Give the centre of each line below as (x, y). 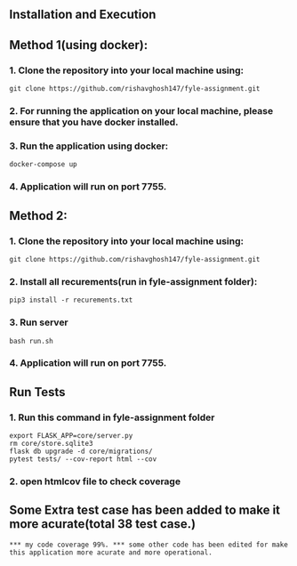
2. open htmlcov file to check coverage (95, 481)
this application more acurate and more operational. (111, 552)
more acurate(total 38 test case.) (103, 524)
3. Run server (39, 322)
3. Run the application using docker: (89, 146)
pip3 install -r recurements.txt (71, 300)
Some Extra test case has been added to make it (145, 510)
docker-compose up (43, 165)
